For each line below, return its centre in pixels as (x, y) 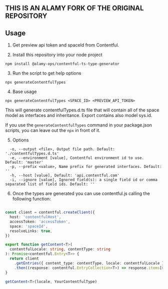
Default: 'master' (24, 162)
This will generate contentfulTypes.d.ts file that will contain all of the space (82, 110)
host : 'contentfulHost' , (35, 217)
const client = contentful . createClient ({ (50, 212)
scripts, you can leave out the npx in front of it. (53, 130)
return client (24, 259)
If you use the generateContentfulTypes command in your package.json (79, 125)
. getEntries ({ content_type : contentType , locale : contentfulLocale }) (90, 263)
